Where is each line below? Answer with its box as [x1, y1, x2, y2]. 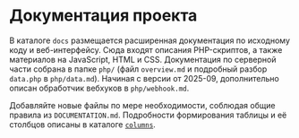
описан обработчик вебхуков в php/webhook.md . [9, 82, 190, 93]
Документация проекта [9, 5, 198, 26]
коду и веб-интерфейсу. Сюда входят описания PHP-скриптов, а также [9, 44, 283, 55]
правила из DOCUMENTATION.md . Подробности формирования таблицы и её [9, 109, 287, 120]
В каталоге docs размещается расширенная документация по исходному [9, 35, 291, 46]
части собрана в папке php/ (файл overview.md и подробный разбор [9, 64, 268, 74]
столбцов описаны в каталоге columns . [9, 118, 157, 130]
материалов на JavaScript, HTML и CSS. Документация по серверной [9, 54, 277, 65]
